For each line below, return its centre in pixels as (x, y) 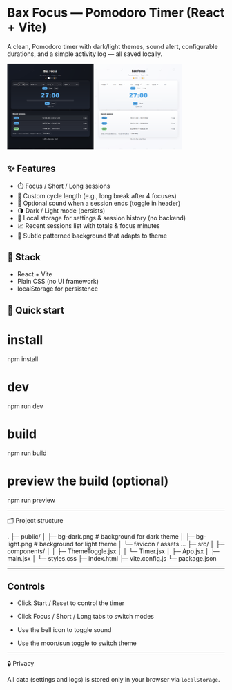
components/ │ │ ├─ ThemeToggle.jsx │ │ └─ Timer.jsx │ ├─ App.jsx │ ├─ (113, 551)
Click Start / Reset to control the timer (71, 603)
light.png (20, 544)
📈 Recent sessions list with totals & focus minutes (88, 225)
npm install (23, 359)
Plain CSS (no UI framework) (58, 281)
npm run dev (25, 406)
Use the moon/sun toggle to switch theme (77, 643)
